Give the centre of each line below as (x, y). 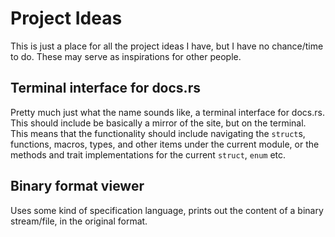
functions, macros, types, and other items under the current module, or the (165, 144)
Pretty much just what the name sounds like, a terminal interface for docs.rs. (167, 112)
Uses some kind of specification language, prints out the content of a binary (167, 210)
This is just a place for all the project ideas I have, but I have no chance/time (167, 46)
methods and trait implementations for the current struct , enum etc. (148, 154)
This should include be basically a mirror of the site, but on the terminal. (158, 123)
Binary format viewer (77, 186)
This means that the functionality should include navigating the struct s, (158, 133)
